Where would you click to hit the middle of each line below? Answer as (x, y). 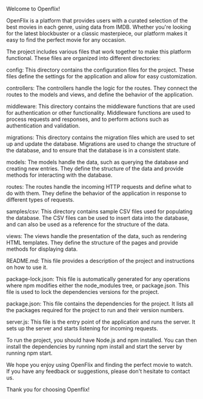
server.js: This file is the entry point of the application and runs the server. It (101, 322)
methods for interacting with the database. (59, 175)
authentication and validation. (43, 126)
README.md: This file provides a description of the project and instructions (101, 261)
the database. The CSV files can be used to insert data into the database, (98, 218)
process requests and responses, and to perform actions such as (88, 119)
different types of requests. (40, 199)
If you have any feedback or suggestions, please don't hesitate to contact (98, 371)
